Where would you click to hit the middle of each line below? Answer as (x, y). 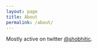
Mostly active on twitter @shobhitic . (49, 39)
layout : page (22, 11)
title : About (22, 17)
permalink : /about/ (30, 22)
